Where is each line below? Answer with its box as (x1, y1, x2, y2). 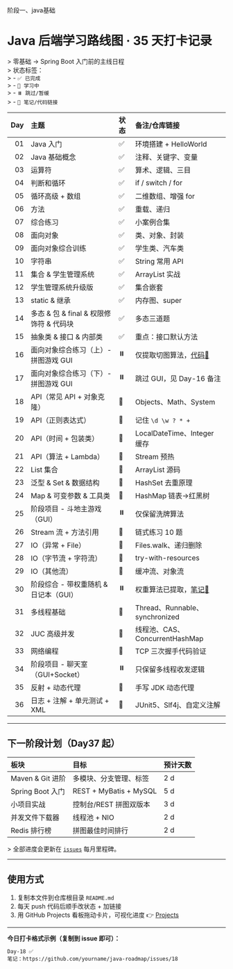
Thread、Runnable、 (135, 603, 203, 613)
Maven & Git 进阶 (10, 773, 66, 783)
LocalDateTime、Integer (135, 428, 214, 438)
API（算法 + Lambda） (31, 452, 105, 461)
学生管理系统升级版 (31, 282, 94, 292)
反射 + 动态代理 (31, 683, 81, 693)
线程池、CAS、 (135, 624, 184, 634)
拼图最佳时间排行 (72, 825, 128, 835)
